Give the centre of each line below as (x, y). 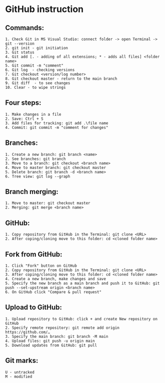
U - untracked (20, 372)
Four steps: (23, 103)
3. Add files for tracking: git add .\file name (57, 123)
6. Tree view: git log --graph (38, 176)
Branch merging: (32, 192)
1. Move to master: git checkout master (48, 203)
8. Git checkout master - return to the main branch (61, 79)
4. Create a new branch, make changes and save (56, 279)
